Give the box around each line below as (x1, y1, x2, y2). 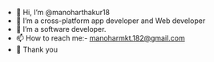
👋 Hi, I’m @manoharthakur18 (15, 8, 111, 17)
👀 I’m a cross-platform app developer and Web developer (15, 16, 206, 25)
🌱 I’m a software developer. (15, 25, 107, 33)
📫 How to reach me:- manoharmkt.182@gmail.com (15, 33, 186, 43)
